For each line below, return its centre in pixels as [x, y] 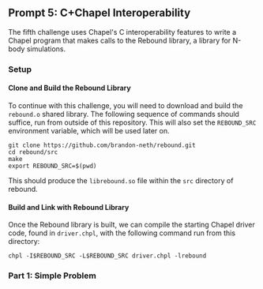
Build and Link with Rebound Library [69, 207]
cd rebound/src [33, 152]
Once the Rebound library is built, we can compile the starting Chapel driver [131, 225]
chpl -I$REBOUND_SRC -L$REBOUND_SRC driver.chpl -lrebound [107, 256]
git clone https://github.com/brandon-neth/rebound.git [102, 145]
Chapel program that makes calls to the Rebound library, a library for [120, 40]
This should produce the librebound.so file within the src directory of [121, 180]
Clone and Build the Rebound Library [70, 88]
